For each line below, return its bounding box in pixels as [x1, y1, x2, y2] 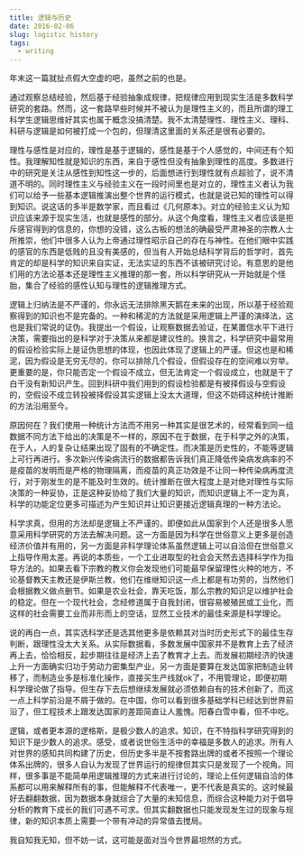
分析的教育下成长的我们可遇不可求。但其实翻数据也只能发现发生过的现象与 [9, 804, 286, 815]
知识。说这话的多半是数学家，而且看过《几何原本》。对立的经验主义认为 [16, 201, 282, 212]
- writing [17, 47, 54, 56]
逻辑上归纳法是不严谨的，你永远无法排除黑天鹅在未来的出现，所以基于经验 [9, 299, 286, 310]
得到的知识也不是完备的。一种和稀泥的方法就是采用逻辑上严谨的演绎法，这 [16, 310, 294, 321]
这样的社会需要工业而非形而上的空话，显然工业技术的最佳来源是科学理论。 [9, 608, 286, 619]
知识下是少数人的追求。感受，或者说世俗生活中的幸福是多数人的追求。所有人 [9, 737, 294, 748]
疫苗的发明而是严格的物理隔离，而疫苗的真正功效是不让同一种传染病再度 [16, 465, 286, 476]
